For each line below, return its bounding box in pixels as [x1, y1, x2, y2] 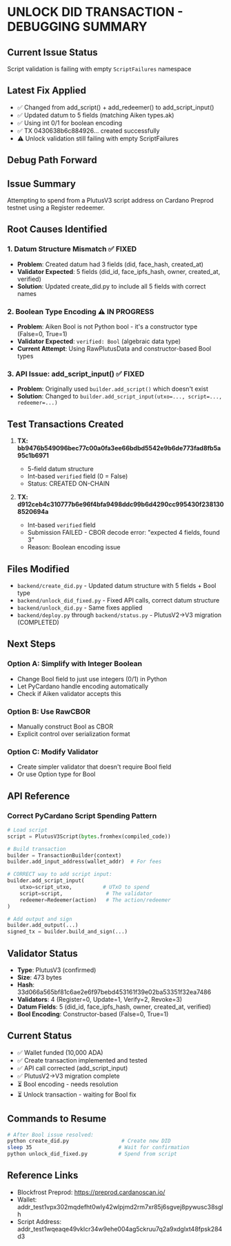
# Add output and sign [7, 915, 72, 922]
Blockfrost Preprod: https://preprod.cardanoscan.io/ [17, 1188, 165, 1196]
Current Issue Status [7, 46, 98, 58]
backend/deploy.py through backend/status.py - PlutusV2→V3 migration [17, 610, 222, 619]
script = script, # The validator [19, 890, 153, 897]
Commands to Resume [7, 1113, 107, 1125]
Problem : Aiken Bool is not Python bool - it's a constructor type [17, 322, 198, 331]
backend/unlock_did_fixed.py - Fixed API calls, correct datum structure [17, 596, 220, 604]
